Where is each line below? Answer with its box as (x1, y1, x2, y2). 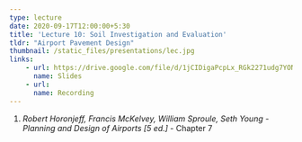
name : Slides (32, 72, 83, 81)
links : (9, 55, 34, 64)
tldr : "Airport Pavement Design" (9, 38, 135, 48)
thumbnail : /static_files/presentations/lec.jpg (9, 47, 195, 56)
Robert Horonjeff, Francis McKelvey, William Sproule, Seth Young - (22, 113, 270, 124)
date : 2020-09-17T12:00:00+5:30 (9, 22, 130, 31)
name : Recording (32, 88, 94, 97)
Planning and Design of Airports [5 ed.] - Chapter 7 (22, 122, 213, 133)
